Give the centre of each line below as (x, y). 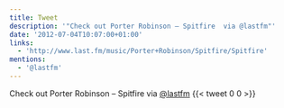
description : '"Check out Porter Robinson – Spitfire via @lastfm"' (143, 26)
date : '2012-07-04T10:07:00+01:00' (76, 34)
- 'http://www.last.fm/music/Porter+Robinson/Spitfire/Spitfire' (143, 51)
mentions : (28, 59)
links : (22, 43)
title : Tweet (34, 18)
